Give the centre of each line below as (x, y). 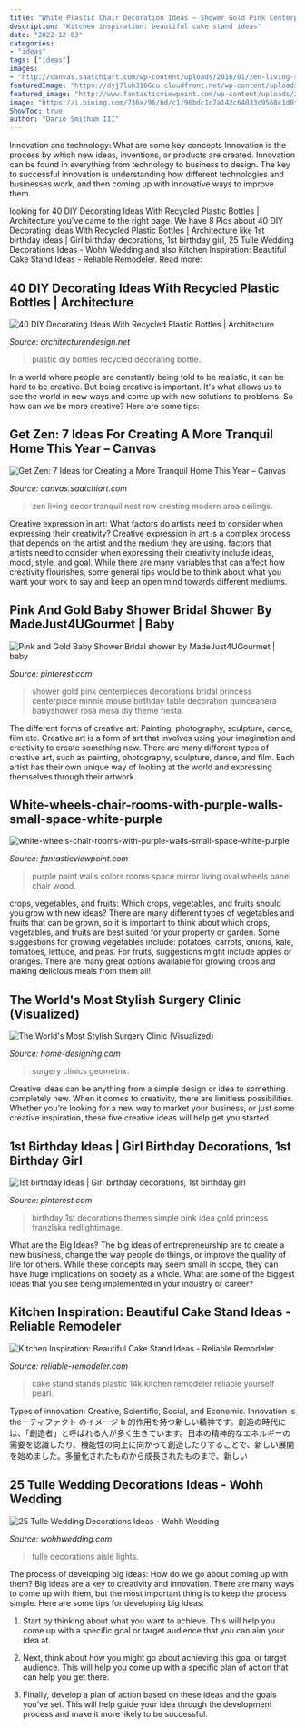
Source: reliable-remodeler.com (69, 1366)
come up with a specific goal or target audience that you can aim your (153, 1630)
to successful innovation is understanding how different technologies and (147, 175)
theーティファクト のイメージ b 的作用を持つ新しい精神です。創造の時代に (148, 1422)
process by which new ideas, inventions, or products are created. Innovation (152, 155)
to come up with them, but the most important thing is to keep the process (148, 1593)
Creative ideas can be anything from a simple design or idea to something (148, 1089)
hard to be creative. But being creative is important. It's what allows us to (146, 387)
